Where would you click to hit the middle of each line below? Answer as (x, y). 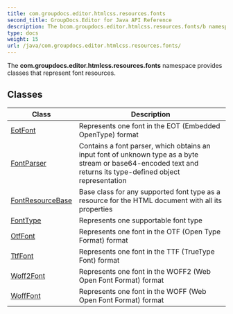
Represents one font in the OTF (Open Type (150, 232)
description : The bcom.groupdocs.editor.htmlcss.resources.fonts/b (107, 26)
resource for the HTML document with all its (150, 200)
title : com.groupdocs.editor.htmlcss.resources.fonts (87, 14)
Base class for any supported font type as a (149, 191)
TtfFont (22, 256)
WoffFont (26, 295)
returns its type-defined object (129, 172)
